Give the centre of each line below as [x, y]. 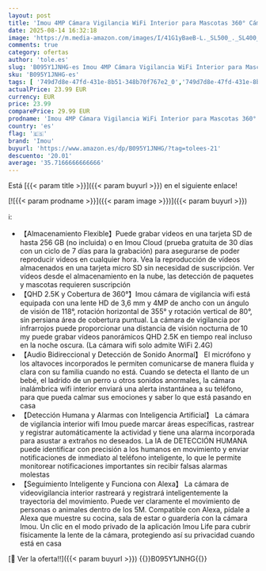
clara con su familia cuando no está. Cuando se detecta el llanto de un [134, 372]
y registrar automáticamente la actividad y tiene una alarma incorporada [137, 432]
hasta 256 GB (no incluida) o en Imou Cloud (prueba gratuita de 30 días [136, 243]
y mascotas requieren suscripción [75, 285]
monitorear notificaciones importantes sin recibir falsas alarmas [123, 466]
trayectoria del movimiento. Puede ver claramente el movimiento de [130, 501]
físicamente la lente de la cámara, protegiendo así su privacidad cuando [137, 535]
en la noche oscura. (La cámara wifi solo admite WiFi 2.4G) [116, 345]
